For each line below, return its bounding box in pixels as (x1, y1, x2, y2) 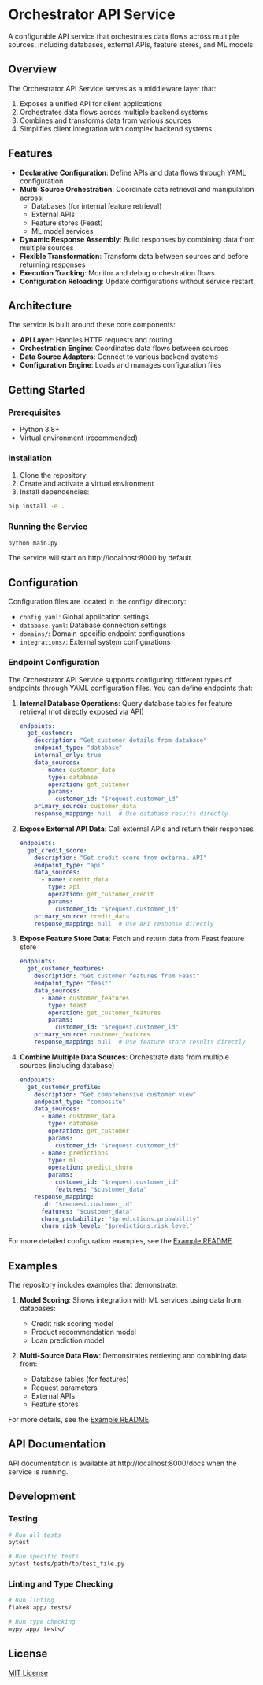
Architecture (8, 299, 72, 312)
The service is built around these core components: (8, 320, 176, 330)
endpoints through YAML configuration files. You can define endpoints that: (8, 683, 254, 693)
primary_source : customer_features (34, 1031, 151, 1039)
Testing (8, 1513, 38, 1524)
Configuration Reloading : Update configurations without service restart (19, 276, 254, 286)
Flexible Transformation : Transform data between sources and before (19, 251, 249, 261)
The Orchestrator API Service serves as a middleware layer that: (8, 83, 217, 93)
